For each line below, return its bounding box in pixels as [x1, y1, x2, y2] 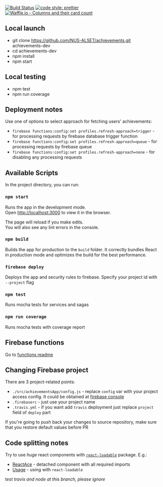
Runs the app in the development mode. [5, 204, 86, 210]
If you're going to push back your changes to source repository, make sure [5, 419, 157, 425]
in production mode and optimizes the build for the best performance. [5, 252, 147, 258]
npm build [5, 236, 29, 242]
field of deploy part [12, 409, 51, 415]
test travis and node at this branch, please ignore [5, 476, 105, 482]
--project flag [5, 279, 34, 285]
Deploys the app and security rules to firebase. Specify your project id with [5, 274, 158, 280]
